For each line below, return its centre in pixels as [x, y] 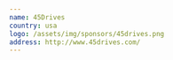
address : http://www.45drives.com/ [75, 42]
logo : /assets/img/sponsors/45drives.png [87, 34]
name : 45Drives [37, 17]
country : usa [33, 26]
